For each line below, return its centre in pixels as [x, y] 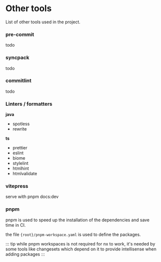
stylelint [20, 164]
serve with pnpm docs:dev [32, 196]
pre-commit [20, 34]
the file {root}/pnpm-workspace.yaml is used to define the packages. [73, 234]
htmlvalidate [25, 174]
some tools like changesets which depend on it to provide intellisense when [81, 249]
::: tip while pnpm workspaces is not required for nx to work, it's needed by [80, 244]
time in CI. [16, 225]
